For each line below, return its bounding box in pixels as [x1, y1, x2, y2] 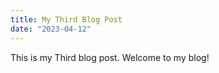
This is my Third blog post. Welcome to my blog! [10, 51, 210, 63]
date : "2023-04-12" [10, 24, 92, 34]
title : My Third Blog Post [10, 14, 123, 25]
